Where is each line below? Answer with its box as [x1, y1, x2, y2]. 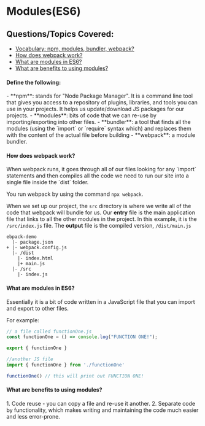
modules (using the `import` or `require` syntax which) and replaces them [6, 125, 191, 133]
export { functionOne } [6, 345, 68, 351]
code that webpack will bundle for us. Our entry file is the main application [6, 209, 195, 216]
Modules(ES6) [6, 4, 81, 18]
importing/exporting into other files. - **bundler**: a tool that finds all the [6, 118, 191, 126]
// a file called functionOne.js [6, 328, 92, 335]
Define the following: [6, 79, 61, 86]
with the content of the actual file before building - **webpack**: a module [6, 131, 195, 139]
